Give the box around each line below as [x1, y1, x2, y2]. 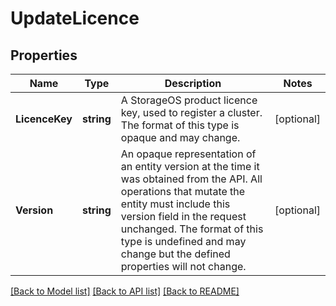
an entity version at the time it [120, 160, 260, 173]
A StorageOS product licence [120, 93, 258, 107]
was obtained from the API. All [120, 172, 263, 186]
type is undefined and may [120, 235, 247, 248]
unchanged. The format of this [120, 222, 264, 236]
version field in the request [120, 210, 247, 223]
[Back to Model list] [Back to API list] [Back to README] [10, 285, 240, 297]
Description [164, 77, 222, 90]
